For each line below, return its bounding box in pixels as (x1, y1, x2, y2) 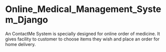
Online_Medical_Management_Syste (5, 3, 161, 15)
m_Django (5, 14, 49, 25)
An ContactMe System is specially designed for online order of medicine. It (5, 30, 160, 36)
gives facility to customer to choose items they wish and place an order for (5, 36, 159, 42)
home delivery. (5, 41, 36, 47)
